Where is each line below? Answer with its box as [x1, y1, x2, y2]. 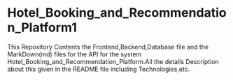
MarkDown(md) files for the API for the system [7, 50, 142, 58]
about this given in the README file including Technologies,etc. [7, 65, 190, 73]
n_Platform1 [7, 19, 77, 35]
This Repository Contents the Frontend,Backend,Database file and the [7, 42, 209, 51]
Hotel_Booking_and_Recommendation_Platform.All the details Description [7, 57, 219, 65]
